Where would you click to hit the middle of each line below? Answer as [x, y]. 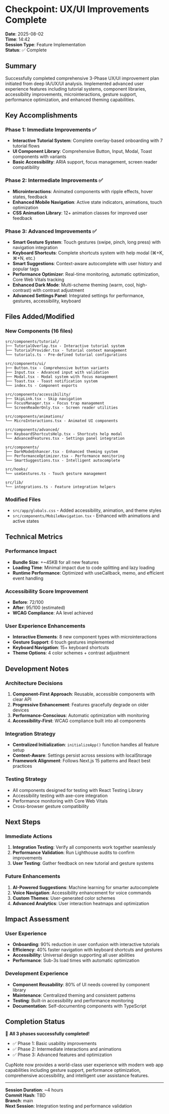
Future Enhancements [33, 877]
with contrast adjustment [58, 290]
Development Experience [37, 974]
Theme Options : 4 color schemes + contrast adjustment [71, 653]
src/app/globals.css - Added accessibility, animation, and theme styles [87, 510]
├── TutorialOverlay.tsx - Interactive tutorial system [65, 346]
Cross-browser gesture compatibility [51, 806]
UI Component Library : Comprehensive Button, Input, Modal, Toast [82, 151]
